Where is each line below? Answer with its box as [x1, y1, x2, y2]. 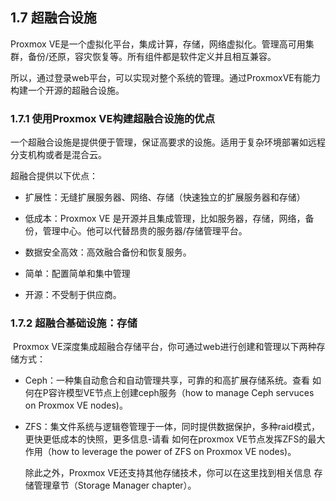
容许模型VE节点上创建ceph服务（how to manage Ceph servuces [48, 387, 315, 399]
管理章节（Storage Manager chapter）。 [33, 479, 197, 492]
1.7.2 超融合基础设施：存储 [10, 316, 138, 330]
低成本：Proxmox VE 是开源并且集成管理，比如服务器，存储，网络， [24, 213, 306, 225]
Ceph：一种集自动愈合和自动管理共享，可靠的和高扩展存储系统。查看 [24, 374, 311, 387]
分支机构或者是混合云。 [10, 149, 107, 161]
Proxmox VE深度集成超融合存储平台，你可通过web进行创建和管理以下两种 [12, 341, 317, 353]
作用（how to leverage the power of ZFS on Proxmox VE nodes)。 [24, 446, 297, 458]
